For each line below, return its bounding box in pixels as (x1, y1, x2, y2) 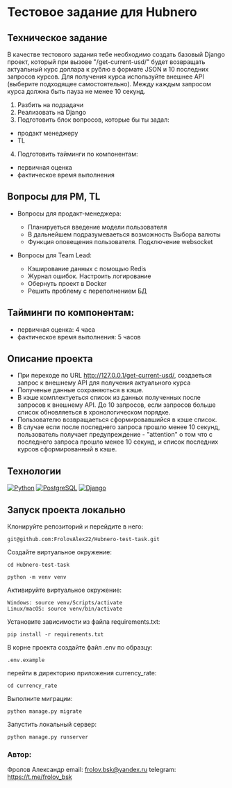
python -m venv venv (7, 574, 67, 581)
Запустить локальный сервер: (7, 721, 97, 729)
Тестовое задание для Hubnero (7, 4, 197, 20)
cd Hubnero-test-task (7, 561, 70, 569)
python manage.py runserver (7, 734, 89, 741)
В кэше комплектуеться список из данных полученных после (17, 394, 201, 402)
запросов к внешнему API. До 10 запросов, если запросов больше (17, 401, 216, 409)
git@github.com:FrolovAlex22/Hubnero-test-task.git (7, 536, 160, 543)
